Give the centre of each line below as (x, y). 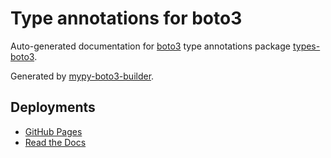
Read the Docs (55, 142)
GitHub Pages (53, 131)
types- (306, 46)
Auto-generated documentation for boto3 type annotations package (150, 46)
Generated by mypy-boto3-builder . (82, 76)
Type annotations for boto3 (126, 18)
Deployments (53, 107)
